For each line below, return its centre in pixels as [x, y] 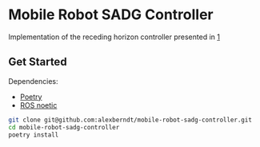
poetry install [34, 135]
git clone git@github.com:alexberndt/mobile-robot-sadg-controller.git [130, 120]
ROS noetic [38, 105]
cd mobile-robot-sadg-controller [64, 127]
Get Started [38, 62]
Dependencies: [33, 81]
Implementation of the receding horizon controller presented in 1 [114, 37]
